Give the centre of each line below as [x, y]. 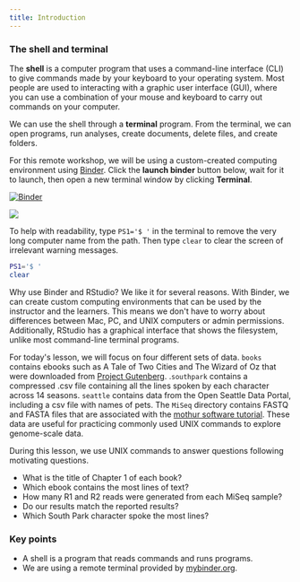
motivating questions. [49, 460]
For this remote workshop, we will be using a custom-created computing [143, 160]
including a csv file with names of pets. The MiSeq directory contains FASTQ [149, 404]
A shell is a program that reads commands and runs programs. [137, 558]
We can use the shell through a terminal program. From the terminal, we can [150, 124]
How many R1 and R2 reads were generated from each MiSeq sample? [152, 496]
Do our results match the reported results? [100, 506]
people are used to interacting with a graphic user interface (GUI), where [143, 87]
